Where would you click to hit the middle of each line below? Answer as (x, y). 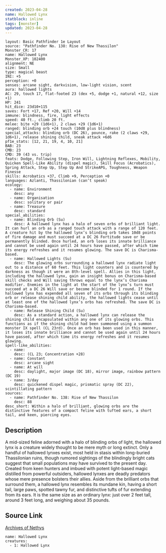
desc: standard (30, 211)
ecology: (14, 185)
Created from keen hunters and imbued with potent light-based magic (77, 468)
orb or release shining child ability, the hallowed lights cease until (82, 298)
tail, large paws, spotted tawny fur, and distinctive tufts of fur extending (78, 490)
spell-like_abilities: (28, 346)
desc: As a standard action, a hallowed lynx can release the (80, 315)
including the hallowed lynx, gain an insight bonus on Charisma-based (81, 276)
